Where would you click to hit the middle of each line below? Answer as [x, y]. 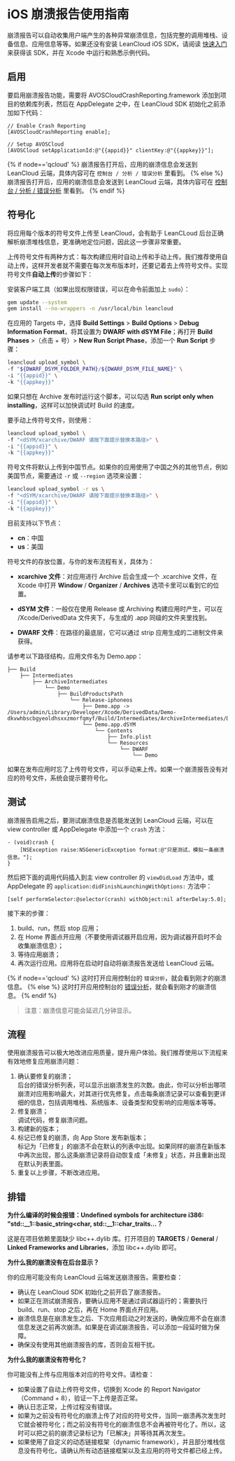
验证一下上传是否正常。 [108, 1398]
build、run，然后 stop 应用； [59, 928]
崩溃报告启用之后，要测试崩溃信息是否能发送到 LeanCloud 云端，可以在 [111, 820]
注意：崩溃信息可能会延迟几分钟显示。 [79, 1010]
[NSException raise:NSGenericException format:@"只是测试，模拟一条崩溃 [122, 850]
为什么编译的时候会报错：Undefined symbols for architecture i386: [106, 1215]
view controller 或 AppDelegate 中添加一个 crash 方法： [87, 829]
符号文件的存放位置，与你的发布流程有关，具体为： [81, 561]
